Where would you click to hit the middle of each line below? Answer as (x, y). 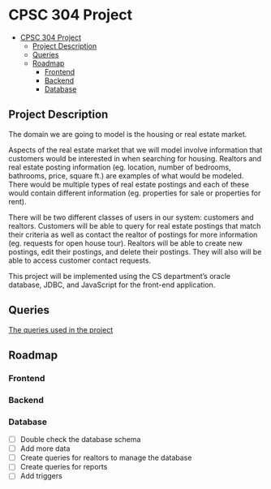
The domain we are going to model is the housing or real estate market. (128, 134)
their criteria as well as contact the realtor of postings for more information (133, 234)
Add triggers (41, 476)
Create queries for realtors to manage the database (106, 458)
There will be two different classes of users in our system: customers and (131, 217)
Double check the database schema (80, 440)
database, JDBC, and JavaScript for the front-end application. (112, 285)
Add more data (45, 448)
